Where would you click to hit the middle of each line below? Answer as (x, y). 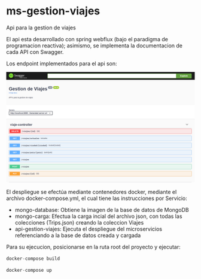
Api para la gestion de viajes (41, 28)
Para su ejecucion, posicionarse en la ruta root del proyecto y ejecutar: (93, 247)
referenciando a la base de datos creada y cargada (78, 235)
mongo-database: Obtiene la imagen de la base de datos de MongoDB (102, 210)
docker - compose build (33, 259)
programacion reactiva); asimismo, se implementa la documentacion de (95, 46)
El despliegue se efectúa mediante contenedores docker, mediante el (92, 192)
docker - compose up (29, 271)
